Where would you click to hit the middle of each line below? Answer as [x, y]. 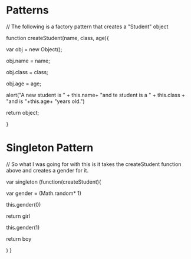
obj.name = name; [28, 61]
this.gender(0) [24, 204]
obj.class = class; [27, 72]
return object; [23, 112]
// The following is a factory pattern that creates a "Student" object [87, 26]
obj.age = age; [24, 84]
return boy [19, 238]
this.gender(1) [23, 227]
